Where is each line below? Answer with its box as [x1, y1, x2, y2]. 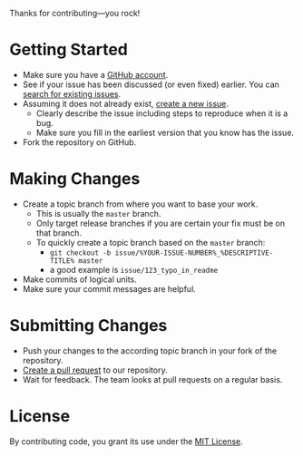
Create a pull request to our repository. [22, 364, 168, 375]
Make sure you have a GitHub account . [22, 69, 169, 80]
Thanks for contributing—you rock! [9, 8, 141, 18]
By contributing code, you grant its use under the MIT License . [9, 435, 243, 447]
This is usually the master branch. [35, 208, 161, 218]
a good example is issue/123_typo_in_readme [49, 264, 219, 275]
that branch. [35, 227, 83, 238]
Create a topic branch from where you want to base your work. [22, 199, 259, 209]
